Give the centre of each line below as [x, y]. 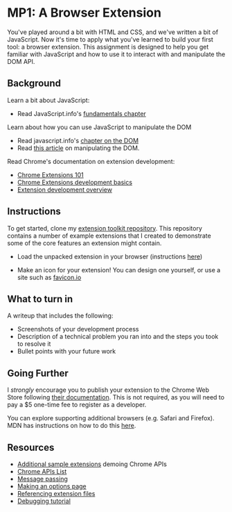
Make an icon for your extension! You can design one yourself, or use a [119, 270]
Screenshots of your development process [78, 329]
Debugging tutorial [44, 501]
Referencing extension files [56, 494]
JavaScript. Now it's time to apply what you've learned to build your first [110, 39]
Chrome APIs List [42, 471]
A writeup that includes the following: [60, 316]
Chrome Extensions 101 [51, 174]
